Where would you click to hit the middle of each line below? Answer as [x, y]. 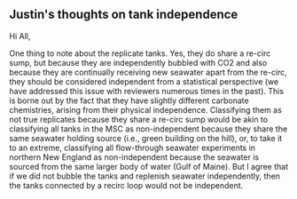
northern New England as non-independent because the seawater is [134, 157]
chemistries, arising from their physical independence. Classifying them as [145, 109]
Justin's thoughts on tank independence [124, 15]
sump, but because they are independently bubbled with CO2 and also [138, 62]
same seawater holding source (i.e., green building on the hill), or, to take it [146, 138]
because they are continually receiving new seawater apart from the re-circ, [148, 72]
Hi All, [20, 36]
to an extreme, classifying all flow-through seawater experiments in [132, 147]
